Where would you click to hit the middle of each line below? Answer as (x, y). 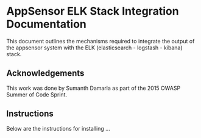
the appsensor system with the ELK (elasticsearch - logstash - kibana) (94, 48)
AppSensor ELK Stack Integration (93, 11)
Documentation (47, 24)
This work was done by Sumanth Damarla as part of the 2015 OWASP (93, 88)
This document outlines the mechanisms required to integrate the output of (100, 41)
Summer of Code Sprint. (37, 94)
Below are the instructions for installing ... (58, 128)
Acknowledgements (45, 74)
